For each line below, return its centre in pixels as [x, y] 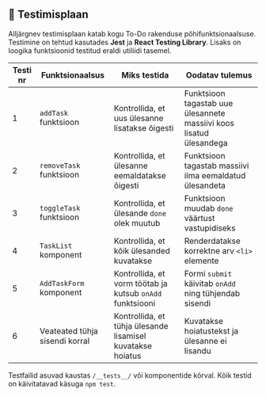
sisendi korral [65, 341]
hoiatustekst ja [211, 331]
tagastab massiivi [217, 166]
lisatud [197, 133]
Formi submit [208, 273]
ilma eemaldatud [215, 175]
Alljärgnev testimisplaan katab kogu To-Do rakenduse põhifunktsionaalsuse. [132, 33]
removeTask [60, 166]
